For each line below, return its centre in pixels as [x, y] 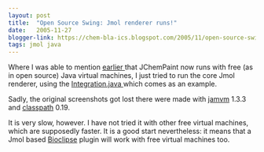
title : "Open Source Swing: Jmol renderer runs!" [93, 23]
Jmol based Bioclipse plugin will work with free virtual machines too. [119, 139]
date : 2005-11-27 [40, 30]
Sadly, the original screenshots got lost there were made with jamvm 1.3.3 [127, 99]
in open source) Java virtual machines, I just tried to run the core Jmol [122, 76]
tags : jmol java [35, 45]
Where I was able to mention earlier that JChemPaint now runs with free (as [131, 67]
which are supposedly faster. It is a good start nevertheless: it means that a [130, 132]
